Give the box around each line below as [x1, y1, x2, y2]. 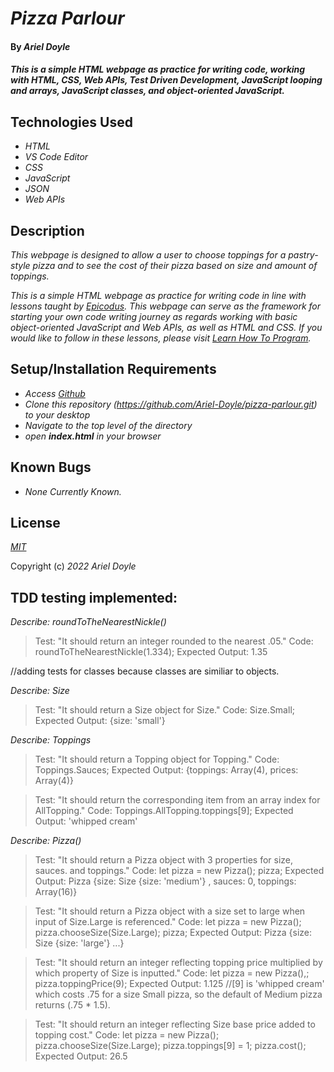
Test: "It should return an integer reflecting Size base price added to [34, 1018, 316, 1031]
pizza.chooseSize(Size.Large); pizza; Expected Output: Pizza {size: [34, 927, 313, 939]
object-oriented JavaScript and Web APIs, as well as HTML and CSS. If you [10, 322, 323, 333]
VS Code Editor [24, 151, 89, 163]
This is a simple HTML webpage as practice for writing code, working [10, 63, 306, 76]
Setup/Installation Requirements [10, 361, 217, 378]
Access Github [24, 387, 86, 399]
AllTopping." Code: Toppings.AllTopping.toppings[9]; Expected [34, 805, 294, 817]
